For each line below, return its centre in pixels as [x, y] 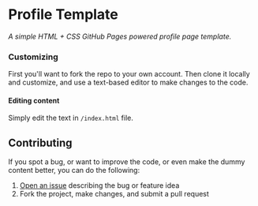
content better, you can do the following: [74, 170]
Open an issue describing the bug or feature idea [99, 185]
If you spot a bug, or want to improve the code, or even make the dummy [127, 162]
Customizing [33, 57]
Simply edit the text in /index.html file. [71, 118]
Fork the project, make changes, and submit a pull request [114, 194]
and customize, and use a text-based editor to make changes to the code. [128, 82]
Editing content [34, 100]
